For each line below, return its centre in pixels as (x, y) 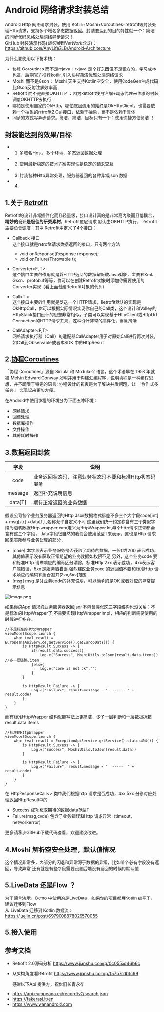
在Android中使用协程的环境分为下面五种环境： (51, 401)
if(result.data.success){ (57, 651)
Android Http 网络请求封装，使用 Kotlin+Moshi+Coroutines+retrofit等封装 (79, 24)
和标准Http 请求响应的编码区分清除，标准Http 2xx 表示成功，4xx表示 (81, 563)
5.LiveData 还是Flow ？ (40, 885)
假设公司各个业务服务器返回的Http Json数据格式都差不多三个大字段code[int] (82, 516)
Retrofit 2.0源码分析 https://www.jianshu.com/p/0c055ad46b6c (76, 963)
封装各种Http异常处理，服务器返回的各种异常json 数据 (73, 175)
